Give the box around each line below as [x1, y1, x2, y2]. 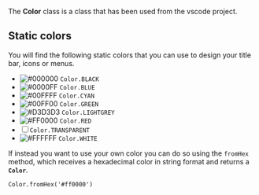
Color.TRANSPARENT [29, 126, 91, 134]
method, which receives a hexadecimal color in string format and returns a [8, 156, 250, 166]
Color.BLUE [59, 83, 96, 91]
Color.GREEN [59, 100, 99, 109]
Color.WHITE [58, 134, 98, 142]
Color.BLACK [60, 75, 100, 83]
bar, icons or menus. [8, 58, 75, 68]
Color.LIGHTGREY [61, 109, 116, 116]
